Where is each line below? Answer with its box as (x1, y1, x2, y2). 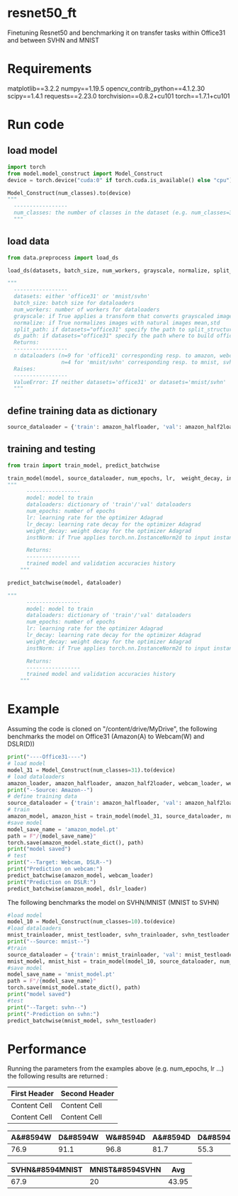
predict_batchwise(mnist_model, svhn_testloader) (7, 1017, 157, 1025)
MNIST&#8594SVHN (89, 1165, 161, 1175)
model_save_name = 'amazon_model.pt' (7, 825, 119, 833)
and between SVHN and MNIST (7, 35, 99, 44)
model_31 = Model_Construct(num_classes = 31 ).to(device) (7, 767, 176, 774)
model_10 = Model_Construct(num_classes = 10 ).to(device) (7, 918, 176, 925)
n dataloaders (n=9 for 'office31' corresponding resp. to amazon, (13, 352, 217, 359)
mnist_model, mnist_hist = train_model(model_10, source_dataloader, (7, 958, 217, 965)
